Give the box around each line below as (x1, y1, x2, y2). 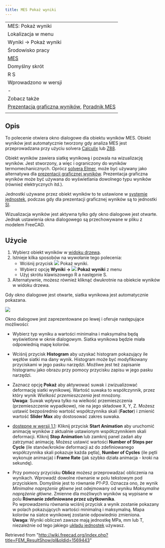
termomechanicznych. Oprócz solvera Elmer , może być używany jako (5, 166, 147, 172)
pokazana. (5, 297, 27, 303)
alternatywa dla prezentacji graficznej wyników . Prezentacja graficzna (5, 171, 148, 177)
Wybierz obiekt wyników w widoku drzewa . (12, 249, 101, 256)
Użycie (5, 236, 27, 245)
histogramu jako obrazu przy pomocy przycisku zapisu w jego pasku (12, 367, 153, 373)
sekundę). (12, 460, 33, 466)
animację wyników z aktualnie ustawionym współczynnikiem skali (12, 428, 147, 434)
